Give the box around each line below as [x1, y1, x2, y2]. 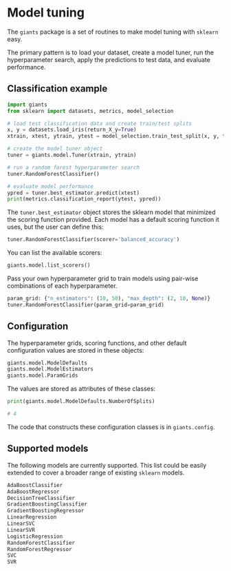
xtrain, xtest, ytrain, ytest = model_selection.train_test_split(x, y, [7, 133, 220, 140]
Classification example [7, 83, 108, 94]
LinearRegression [7, 514, 57, 521]
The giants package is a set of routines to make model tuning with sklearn [7, 28, 219, 36]
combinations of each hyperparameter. [7, 282, 118, 290]
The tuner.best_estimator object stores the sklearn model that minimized [7, 208, 216, 216]
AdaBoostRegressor [7, 488, 60, 495]
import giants [7, 101, 48, 108]
